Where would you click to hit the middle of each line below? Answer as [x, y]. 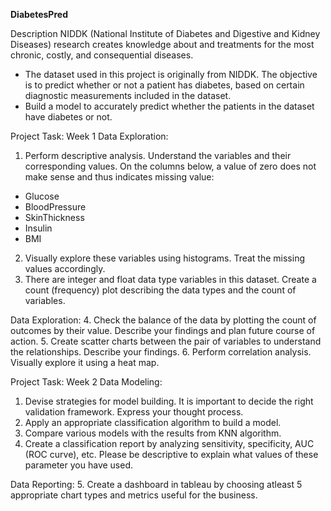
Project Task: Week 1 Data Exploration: [89, 136]
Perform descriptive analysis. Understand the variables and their [158, 155]
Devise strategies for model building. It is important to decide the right [169, 401]
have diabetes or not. [68, 117]
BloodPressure [55, 207]
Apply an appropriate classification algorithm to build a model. [153, 422]
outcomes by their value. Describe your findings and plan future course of [163, 330]
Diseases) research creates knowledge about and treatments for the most [162, 44]
